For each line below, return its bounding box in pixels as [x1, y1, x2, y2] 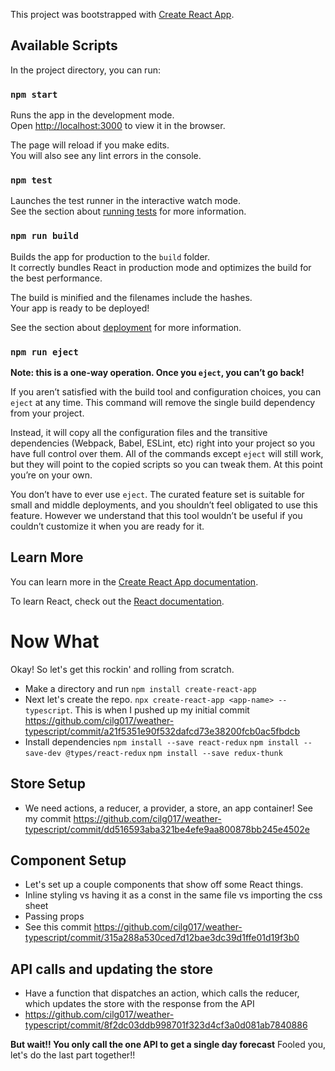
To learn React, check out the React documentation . [10, 595, 225, 607]
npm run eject [10, 346, 79, 358]
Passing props [24, 910, 85, 923]
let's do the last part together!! [10, 1049, 136, 1061]
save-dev [24, 748, 62, 758]
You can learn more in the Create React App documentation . [10, 575, 259, 588]
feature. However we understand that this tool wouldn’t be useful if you [10, 510, 303, 521]
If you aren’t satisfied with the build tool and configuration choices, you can [10, 386, 322, 398]
